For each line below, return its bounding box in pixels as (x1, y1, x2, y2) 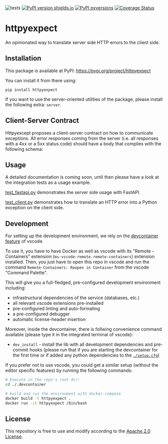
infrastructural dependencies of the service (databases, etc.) (12, 295, 140, 301)
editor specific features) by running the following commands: (5, 367, 133, 373)
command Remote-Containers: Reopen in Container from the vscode (5, 264, 149, 270)
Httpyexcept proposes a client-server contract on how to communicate (5, 130, 153, 136)
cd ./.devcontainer (5, 382, 47, 387)
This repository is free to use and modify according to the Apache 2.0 (5, 428, 151, 434)
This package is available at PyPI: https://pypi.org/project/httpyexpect (5, 68, 151, 74)
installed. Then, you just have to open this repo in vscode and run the (5, 259, 150, 265)
